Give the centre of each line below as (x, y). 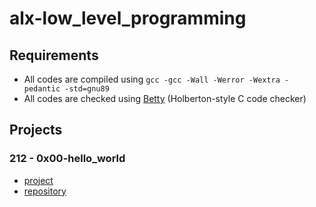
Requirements (54, 55)
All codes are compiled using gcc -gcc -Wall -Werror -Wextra (152, 79)
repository (45, 191)
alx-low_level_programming (128, 18)
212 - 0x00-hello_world (67, 159)
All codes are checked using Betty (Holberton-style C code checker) (165, 98)
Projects (36, 130)
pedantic (42, 89)
